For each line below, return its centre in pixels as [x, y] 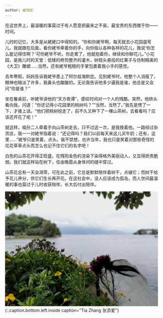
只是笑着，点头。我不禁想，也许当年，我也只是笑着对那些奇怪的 [90, 139]
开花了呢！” [25, 117]
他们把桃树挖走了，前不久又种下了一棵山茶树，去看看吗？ [94, 111]
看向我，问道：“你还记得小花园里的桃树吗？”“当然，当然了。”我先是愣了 [76, 105]
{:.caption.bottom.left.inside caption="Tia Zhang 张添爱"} [62, 310]
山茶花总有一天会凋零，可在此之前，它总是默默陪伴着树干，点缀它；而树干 [79, 172]
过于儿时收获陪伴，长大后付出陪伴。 [62, 184]
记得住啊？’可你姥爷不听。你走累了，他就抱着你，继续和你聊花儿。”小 [82, 54]
